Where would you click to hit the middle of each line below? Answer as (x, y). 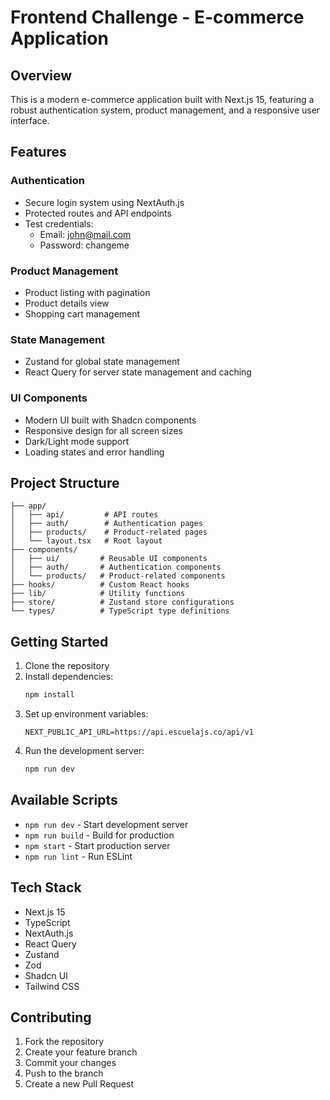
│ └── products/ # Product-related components (118, 576)
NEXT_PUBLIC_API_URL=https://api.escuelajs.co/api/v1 (139, 732)
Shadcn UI (46, 975)
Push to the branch (64, 1073)
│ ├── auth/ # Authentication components (116, 567)
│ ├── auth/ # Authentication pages (106, 524)
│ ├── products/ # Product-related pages (109, 532)
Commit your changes (70, 1063)
